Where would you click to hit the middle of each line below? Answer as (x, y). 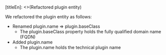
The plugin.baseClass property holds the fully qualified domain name (90, 31)
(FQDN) (28, 37)
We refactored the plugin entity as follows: (48, 17)
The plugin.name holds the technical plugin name (70, 47)
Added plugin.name (33, 42)
